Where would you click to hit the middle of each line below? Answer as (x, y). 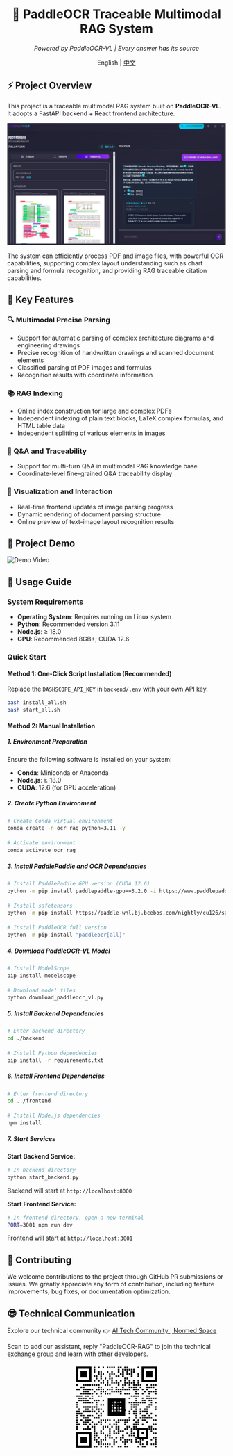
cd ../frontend (29, 1101)
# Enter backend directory (46, 1031)
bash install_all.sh (37, 703)
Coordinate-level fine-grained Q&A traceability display (95, 474)
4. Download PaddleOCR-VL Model (59, 951)
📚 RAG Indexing (35, 393)
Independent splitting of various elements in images (91, 433)
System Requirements (45, 602)
